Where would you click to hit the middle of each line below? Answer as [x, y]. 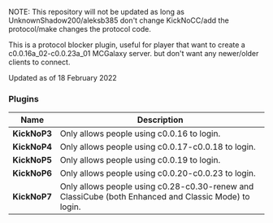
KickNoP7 [32, 197]
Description [160, 120]
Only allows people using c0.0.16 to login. [140, 133]
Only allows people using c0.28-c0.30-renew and [157, 186]
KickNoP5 [32, 160]
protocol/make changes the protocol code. [80, 29]
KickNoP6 [32, 173]
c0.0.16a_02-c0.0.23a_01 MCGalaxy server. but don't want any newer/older [134, 53]
